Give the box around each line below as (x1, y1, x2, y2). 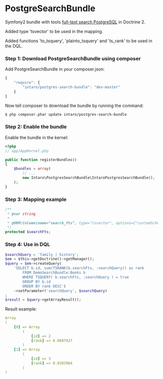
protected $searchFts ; (5, 230, 51, 235)
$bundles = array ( (14, 166, 51, 171)
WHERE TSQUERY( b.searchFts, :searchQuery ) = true (22, 274, 130, 280)
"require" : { (14, 80, 40, 85)
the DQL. (5, 43, 23, 49)
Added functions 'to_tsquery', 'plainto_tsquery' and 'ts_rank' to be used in (5, 37, 153, 44)
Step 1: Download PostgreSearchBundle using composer (5, 55, 141, 62)
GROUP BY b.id (22, 279, 51, 284)
